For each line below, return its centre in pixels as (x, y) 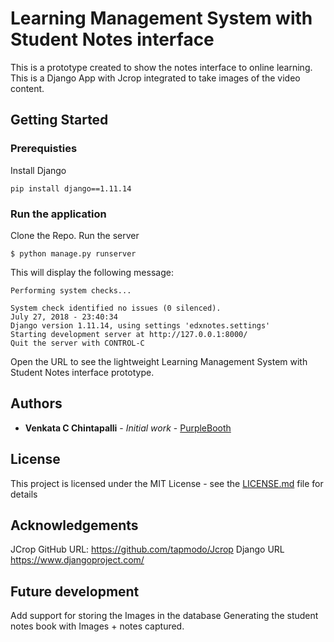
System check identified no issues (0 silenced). (116, 308)
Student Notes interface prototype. (82, 372)
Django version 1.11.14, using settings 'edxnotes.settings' (140, 325)
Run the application (58, 214)
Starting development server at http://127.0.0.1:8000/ (129, 334)
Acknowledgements (74, 525)
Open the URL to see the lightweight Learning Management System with (159, 361)
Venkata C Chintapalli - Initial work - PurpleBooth (128, 428)
